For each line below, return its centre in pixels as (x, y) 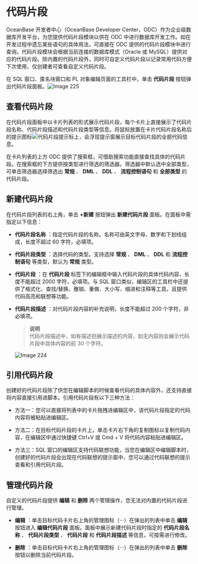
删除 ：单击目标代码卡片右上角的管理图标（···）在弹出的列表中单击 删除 (101, 547)
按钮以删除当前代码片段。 (46, 555)
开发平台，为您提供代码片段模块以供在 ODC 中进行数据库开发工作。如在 (103, 37)
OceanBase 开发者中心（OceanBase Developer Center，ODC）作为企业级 (96, 29)
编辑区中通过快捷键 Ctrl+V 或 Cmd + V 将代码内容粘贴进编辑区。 (108, 437)
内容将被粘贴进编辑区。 (43, 418)
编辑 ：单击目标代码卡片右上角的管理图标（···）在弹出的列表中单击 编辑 (101, 520)
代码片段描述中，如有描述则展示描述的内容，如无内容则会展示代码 (109, 336)
